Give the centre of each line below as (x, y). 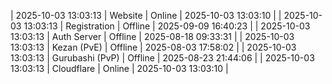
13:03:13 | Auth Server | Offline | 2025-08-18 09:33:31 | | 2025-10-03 (152, 36)
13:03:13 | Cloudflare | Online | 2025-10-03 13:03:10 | (119, 68)
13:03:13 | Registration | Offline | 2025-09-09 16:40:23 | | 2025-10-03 (167, 26)
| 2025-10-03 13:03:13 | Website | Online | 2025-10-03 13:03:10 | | (146, 15)
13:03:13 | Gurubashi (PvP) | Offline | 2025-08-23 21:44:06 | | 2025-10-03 (162, 58)
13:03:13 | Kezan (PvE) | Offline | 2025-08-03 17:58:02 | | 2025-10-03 (153, 47)
